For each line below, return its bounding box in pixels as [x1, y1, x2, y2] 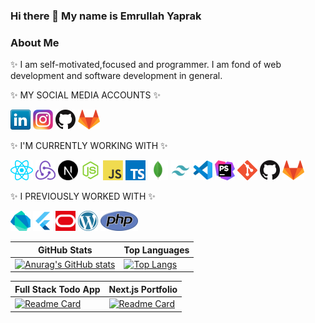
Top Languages [123, 244, 190, 256]
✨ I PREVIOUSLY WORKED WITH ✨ [10, 190, 156, 203]
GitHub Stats [37, 244, 93, 256]
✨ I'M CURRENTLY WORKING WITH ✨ [10, 140, 168, 152]
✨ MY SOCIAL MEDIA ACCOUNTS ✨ [10, 89, 162, 101]
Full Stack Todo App [14, 283, 101, 295]
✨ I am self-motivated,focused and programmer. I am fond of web [10, 59, 282, 71]
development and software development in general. [10, 70, 223, 82]
